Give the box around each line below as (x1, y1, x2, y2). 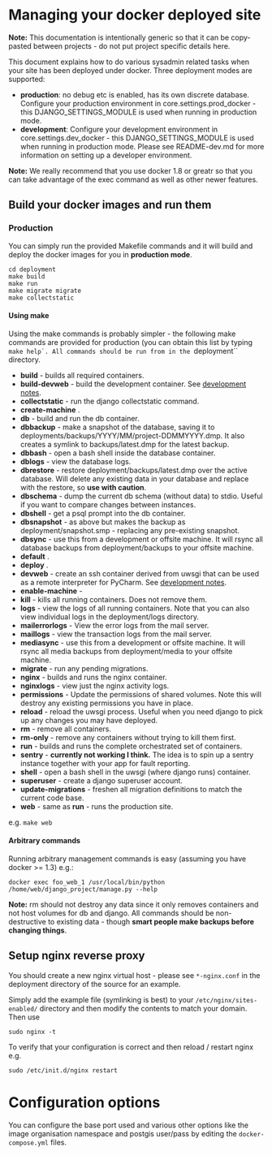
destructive (8, 917, 46, 927)
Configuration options (8, 1093, 161, 1112)
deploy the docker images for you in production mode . (8, 249, 192, 259)
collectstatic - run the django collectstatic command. (19, 396, 200, 406)
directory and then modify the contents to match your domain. (39, 1003, 248, 1013)
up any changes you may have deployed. (19, 715, 158, 725)
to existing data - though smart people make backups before (47, 917, 254, 927)
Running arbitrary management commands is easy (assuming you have (8, 854, 246, 864)
